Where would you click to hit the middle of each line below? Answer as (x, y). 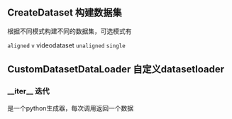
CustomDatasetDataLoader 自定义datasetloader (116, 69)
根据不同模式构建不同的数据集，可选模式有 (70, 31)
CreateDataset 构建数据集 (65, 13)
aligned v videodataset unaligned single (66, 45)
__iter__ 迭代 (28, 91)
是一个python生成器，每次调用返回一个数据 (70, 108)
